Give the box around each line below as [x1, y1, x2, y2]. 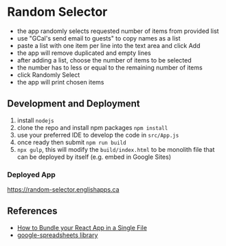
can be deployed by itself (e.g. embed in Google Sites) [16, 153, 172, 161]
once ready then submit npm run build [16, 138, 126, 146]
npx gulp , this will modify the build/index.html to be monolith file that [16, 145, 215, 153]
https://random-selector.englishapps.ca [7, 186, 120, 194]
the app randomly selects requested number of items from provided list [16, 27, 219, 35]
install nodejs [16, 116, 55, 124]
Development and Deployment [7, 98, 140, 110]
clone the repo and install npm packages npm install [16, 123, 168, 131]
